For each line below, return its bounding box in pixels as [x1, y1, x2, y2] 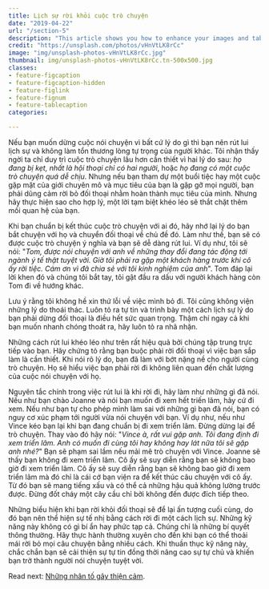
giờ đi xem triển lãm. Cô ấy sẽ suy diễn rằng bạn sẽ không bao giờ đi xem [8, 464, 251, 473]
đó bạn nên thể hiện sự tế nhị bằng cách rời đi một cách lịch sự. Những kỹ [8, 514, 252, 522]
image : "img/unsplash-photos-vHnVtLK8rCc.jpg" [8, 49, 167, 57]
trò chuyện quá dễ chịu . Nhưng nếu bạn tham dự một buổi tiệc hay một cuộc [8, 171, 261, 181]
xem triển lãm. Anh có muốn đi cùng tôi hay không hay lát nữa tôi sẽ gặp [8, 438, 250, 447]
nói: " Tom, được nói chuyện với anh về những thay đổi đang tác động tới [8, 247, 248, 256]
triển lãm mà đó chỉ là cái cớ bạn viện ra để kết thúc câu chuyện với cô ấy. [8, 472, 253, 482]
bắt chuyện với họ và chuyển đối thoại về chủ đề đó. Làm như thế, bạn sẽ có [8, 230, 261, 239]
